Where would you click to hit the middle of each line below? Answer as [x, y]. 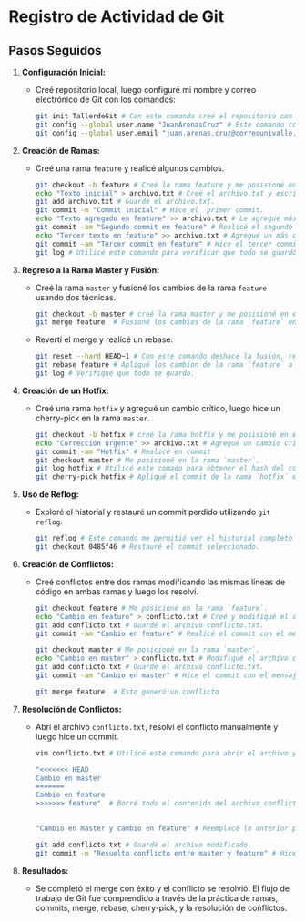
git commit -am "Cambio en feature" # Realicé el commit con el [160, 633]
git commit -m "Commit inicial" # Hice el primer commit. [150, 210]
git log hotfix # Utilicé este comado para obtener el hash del [160, 469]
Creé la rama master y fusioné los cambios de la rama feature [151, 288]
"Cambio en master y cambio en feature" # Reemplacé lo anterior [162, 828]
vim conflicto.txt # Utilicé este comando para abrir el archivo [162, 753]
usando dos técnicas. [76, 297]
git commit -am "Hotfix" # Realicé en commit [123, 451]
